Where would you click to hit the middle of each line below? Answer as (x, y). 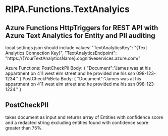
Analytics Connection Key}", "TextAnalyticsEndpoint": (61, 53)
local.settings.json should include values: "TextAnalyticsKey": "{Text (76, 48)
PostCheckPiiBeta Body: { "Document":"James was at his (82, 79)
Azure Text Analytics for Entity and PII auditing (80, 35)
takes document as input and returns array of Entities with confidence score (84, 117)
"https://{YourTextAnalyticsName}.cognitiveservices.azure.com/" (73, 58)
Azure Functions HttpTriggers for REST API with (82, 28)
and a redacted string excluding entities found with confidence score (77, 122)
